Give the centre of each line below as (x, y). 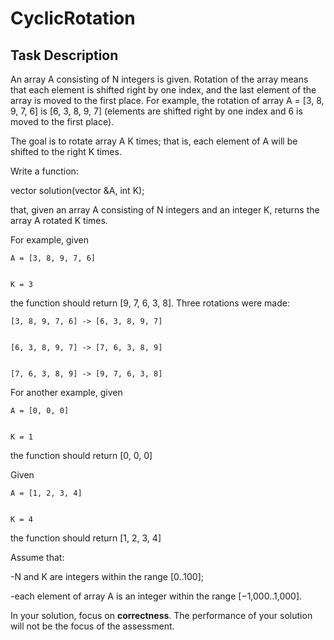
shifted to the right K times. (66, 151)
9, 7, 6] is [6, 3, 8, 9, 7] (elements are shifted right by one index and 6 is (156, 111)
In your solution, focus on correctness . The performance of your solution (161, 615)
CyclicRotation (73, 18)
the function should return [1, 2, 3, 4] (86, 538)
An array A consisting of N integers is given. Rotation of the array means (159, 79)
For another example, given (66, 392)
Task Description (64, 55)
